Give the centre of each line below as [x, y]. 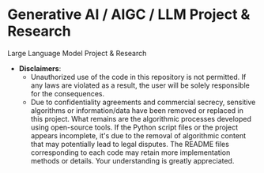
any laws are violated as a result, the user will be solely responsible [140, 85]
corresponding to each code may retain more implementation [130, 152]
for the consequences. [68, 93]
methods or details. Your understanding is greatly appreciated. [132, 160]
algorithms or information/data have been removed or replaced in [137, 110]
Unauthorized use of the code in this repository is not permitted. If [138, 77]
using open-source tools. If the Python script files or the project [134, 127]
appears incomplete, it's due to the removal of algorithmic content [138, 135]
